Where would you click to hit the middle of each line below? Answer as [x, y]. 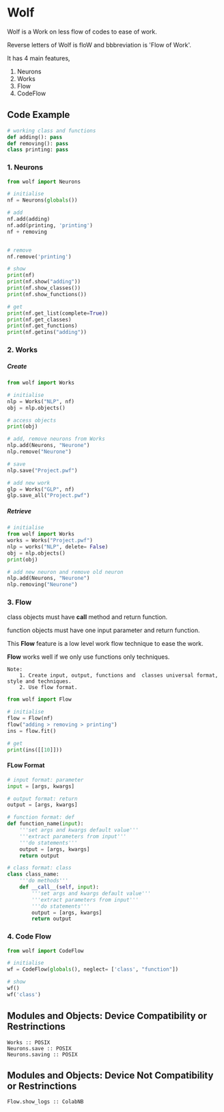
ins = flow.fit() [32, 731]
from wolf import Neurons [44, 182]
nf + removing [27, 232]
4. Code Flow [29, 936]
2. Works [22, 350]
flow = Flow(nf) [30, 718]
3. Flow [19, 603]
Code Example [39, 115]
